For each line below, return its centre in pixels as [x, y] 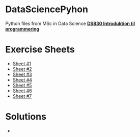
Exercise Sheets [40, 50]
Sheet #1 [22, 63]
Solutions [26, 117]
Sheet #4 [22, 79]
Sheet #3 [22, 74]
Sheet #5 [22, 85]
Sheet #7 [22, 96]
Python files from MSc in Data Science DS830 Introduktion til [70, 23]
